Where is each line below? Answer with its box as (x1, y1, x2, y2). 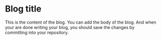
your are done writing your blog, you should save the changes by (5, 24, 135, 30)
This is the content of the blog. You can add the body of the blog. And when (5, 19, 156, 25)
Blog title (5, 3, 42, 14)
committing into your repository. (5, 29, 69, 35)
